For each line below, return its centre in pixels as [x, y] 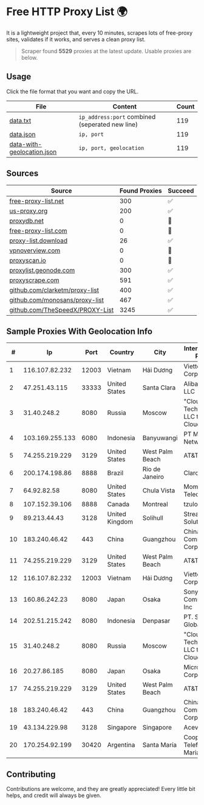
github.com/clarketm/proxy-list [54, 290]
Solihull [153, 518]
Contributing [31, 774]
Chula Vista [159, 491]
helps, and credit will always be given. [54, 795]
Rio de [151, 469]
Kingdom [120, 522]
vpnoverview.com [35, 250]
